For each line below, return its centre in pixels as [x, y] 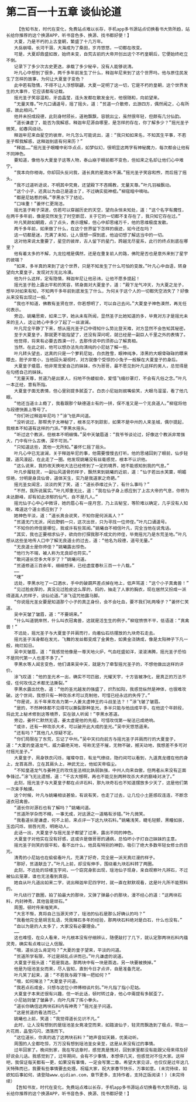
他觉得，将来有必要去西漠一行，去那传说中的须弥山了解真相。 [77, 341]
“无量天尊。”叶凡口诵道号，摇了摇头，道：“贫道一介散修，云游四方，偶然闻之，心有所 [102, 104]
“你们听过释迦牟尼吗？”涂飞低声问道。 [54, 416]
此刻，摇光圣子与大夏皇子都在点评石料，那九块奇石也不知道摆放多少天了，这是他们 [99, 783]
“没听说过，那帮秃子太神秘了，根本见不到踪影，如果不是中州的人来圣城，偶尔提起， [100, 422]
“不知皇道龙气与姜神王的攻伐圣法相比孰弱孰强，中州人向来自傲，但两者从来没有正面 [100, 770]
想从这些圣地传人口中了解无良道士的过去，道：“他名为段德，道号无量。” [80, 541]
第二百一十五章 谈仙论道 [64, 12]
